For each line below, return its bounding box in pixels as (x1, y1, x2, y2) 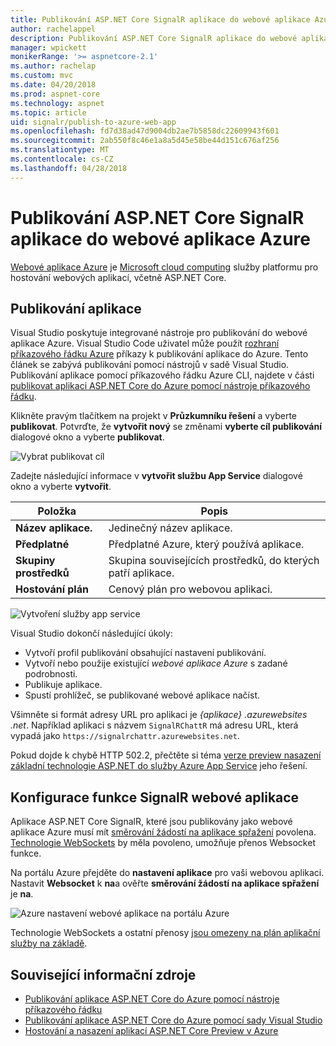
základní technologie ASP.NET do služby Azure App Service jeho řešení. (10, 760, 308, 772)
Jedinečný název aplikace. (108, 521, 233, 535)
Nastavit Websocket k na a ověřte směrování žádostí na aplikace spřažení (10, 877, 320, 890)
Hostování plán (15, 582, 89, 596)
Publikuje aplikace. (24, 679, 103, 691)
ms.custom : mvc (10, 71, 74, 81)
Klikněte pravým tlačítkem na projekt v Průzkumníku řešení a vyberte (10, 410, 297, 422)
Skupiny (15, 554, 56, 568)
